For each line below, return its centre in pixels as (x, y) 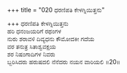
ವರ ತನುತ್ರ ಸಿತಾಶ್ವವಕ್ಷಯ (32, 46)
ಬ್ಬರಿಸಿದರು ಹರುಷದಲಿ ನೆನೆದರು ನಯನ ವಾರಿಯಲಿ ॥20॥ (64, 62)
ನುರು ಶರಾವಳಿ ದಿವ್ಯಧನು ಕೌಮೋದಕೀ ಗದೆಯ (51, 39)
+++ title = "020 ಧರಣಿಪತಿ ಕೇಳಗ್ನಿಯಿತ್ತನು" (56, 10)
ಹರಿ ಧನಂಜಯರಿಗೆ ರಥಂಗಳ (34, 31)
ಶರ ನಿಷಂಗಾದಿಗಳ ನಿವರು (31, 54)
